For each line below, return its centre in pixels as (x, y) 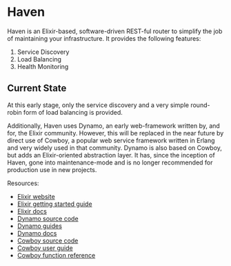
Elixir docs (32, 211)
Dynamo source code (48, 218)
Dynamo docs (37, 233)
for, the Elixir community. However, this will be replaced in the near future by (115, 133)
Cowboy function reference (56, 255)
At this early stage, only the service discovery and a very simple (98, 105)
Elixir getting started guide (54, 204)
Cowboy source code (48, 240)
